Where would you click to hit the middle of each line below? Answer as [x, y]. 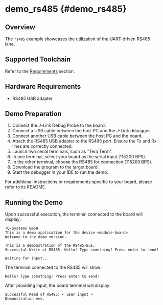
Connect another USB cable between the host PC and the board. [77, 136]
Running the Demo [34, 202]
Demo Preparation [34, 114]
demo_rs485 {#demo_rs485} [66, 9]
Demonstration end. [25, 299]
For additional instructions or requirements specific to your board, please [79, 182]
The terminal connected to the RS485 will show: [53, 267]
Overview [20, 27]
